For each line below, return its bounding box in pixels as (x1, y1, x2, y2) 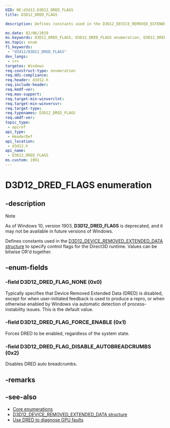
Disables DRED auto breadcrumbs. (5, 361, 77, 367)
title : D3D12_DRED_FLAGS (5, 12, 58, 17)
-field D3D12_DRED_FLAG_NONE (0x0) (5, 279, 102, 286)
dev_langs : (5, 54, 28, 59)
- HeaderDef (7, 134, 33, 139)
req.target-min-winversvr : (5, 101, 62, 106)
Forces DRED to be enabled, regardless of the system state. (5, 330, 130, 336)
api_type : (5, 129, 26, 134)
